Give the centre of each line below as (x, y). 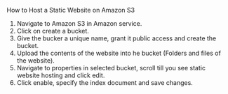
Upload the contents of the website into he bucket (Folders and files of (119, 53)
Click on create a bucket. (53, 31)
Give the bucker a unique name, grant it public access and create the (116, 38)
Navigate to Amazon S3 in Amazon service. (79, 23)
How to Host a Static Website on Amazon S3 (71, 10)
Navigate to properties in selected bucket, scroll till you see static (111, 68)
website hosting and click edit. (61, 75)
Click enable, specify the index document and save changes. (105, 83)
